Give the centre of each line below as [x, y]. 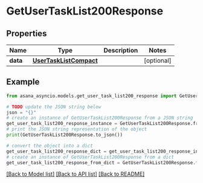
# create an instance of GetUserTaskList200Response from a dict [90, 157]
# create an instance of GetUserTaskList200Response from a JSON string [100, 118]
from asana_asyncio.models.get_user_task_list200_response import [92, 96]
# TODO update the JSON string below [54, 107]
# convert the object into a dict [50, 146]
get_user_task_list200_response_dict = [56, 151]
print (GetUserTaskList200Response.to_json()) [64, 135]
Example [23, 82]
